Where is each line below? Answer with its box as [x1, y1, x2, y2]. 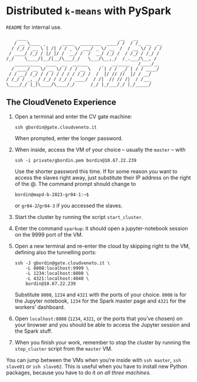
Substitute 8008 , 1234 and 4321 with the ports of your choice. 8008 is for [14, 291, 187, 298]
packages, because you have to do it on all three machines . [6, 369, 152, 376]
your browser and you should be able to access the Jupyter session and [14, 321, 191, 328]
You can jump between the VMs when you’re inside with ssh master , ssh [6, 356, 182, 363]
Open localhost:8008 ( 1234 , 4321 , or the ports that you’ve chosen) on [14, 315, 183, 322]
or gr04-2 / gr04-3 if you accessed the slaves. [14, 202, 123, 209]
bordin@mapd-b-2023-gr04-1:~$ [14, 191, 90, 198]
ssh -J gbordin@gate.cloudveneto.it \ [14, 260, 110, 266]
